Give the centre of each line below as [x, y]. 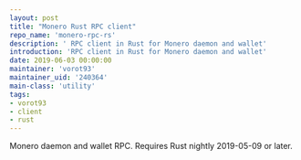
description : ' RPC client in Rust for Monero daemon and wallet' [138, 43]
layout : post [34, 18]
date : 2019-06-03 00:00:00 [61, 60]
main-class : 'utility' [52, 86]
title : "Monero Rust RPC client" [73, 27]
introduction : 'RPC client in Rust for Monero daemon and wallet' [138, 52]
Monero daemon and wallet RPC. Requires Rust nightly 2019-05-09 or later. [151, 146]
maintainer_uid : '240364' [58, 78]
